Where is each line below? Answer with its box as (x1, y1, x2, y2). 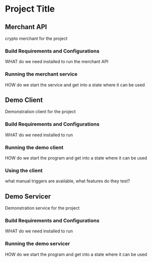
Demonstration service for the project (5, 205, 80, 211)
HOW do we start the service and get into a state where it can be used (5, 82, 145, 88)
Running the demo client (5, 144, 64, 151)
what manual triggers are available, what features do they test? (5, 178, 130, 184)
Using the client (5, 167, 43, 174)
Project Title (5, 3, 55, 15)
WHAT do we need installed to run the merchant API (5, 59, 109, 65)
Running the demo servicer (5, 240, 70, 247)
